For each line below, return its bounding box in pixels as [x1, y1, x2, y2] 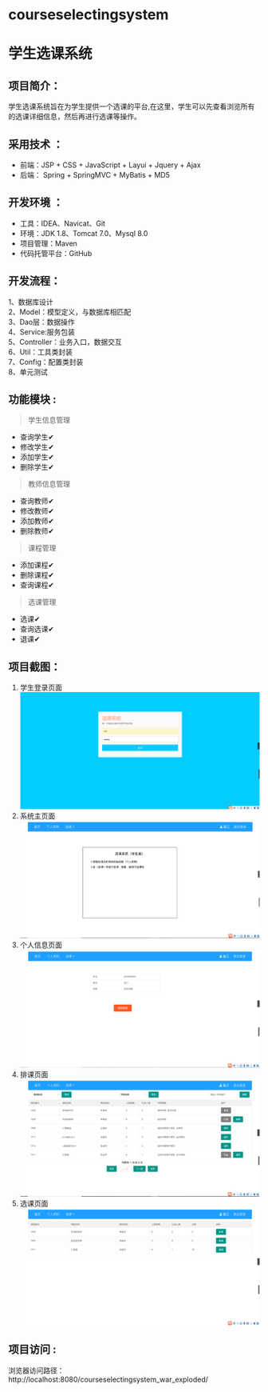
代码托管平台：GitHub [19, 248, 93, 258]
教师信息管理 [27, 479, 70, 489]
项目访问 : [8, 1342, 57, 1357]
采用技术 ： [8, 138, 64, 151]
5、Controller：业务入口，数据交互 [8, 337, 122, 346]
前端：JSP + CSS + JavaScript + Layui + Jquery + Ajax [19, 160, 201, 170]
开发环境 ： [8, 196, 64, 210]
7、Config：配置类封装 [8, 357, 84, 366]
